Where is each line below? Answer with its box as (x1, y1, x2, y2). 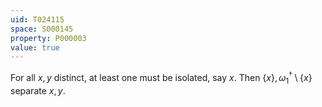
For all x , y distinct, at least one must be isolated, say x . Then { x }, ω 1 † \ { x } (10, 70, 313, 86)
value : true (10, 42, 60, 53)
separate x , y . (10, 84, 66, 96)
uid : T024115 (10, 14, 65, 25)
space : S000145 (10, 24, 74, 34)
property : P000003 (10, 33, 87, 43)
